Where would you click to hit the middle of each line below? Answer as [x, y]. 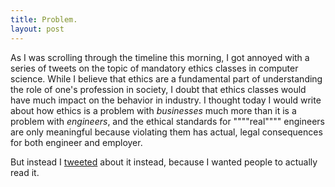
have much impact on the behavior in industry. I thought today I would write [166, 100]
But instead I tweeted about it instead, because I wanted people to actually [164, 162]
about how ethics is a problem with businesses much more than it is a [153, 110]
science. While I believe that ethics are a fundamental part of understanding [166, 78]
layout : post [37, 29]
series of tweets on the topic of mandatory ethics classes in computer [154, 68]
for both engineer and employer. [76, 142]
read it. [25, 172]
